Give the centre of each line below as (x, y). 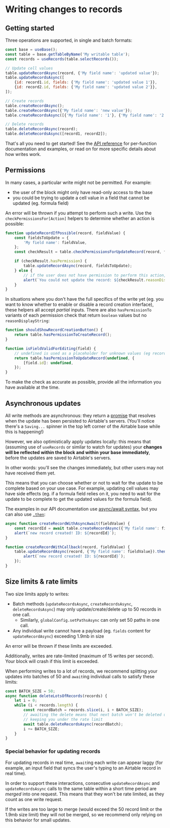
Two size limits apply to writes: (37, 594)
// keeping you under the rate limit (63, 719)
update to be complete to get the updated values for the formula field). (79, 499)
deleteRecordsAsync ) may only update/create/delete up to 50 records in (87, 609)
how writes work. (23, 154)
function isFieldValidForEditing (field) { (51, 348)
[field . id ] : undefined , (48, 363)
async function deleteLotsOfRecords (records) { (56, 696)
